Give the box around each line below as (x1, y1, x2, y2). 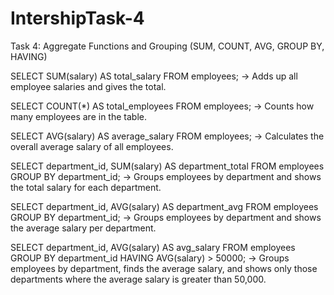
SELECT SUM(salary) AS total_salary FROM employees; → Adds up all (10, 70, 298, 82)
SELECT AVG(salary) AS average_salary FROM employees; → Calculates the (10, 130, 325, 142)
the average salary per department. (10, 222, 157, 234)
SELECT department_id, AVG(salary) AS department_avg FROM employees (10, 200, 319, 212)
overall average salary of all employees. (10, 140, 174, 152)
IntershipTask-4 (10, 7, 145, 30)
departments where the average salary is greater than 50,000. (10, 273, 267, 285)
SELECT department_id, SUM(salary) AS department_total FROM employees (10, 160, 325, 172)
